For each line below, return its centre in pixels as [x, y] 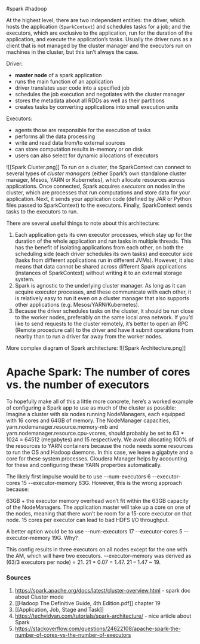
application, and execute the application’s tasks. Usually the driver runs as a [99, 39]
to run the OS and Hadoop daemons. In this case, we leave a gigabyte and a [99, 452]
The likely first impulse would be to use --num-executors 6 [79, 476]
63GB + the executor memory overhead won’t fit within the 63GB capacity [98, 500]
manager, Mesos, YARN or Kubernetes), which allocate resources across [96, 180]
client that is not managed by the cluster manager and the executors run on [99, 45]
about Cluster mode [39, 597]
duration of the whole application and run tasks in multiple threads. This [103, 241]
